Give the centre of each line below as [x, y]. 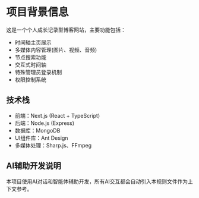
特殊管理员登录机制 [38, 72]
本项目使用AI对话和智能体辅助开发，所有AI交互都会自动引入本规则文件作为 [97, 181]
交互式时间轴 [30, 65]
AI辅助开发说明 [34, 166]
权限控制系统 [30, 79]
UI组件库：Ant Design [41, 138]
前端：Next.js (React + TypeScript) [57, 115]
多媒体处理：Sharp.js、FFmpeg [53, 145]
